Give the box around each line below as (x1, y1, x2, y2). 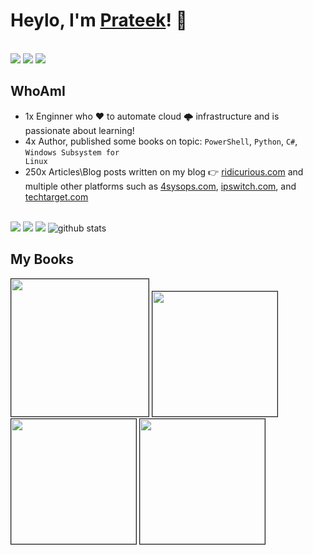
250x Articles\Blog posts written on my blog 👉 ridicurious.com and (24, 165, 304, 178)
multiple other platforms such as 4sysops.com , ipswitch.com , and (24, 180, 297, 192)
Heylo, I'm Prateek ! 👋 (10, 9, 188, 32)
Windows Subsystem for (24, 147, 120, 158)
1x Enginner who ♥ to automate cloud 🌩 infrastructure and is (24, 110, 280, 122)
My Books (10, 251, 74, 268)
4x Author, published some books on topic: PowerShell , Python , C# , (24, 135, 298, 147)
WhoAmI (10, 83, 66, 100)
